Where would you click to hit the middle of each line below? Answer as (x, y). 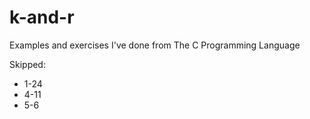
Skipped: (27, 64)
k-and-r (42, 17)
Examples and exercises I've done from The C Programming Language (155, 45)
